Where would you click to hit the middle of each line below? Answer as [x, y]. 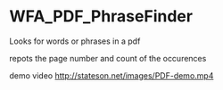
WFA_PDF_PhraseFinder [101, 16]
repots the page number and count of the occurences [108, 58]
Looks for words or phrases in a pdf [75, 41]
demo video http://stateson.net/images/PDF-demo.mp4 [111, 75]
